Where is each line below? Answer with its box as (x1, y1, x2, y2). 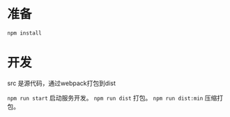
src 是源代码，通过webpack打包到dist (7, 79, 116, 87)
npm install (7, 29, 42, 37)
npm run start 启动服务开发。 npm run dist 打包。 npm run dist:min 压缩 (7, 93, 217, 102)
